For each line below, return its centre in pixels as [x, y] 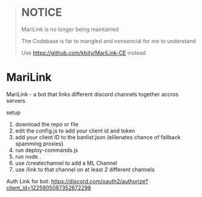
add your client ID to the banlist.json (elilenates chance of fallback [98, 137]
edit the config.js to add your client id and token [75, 131]
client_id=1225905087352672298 [49, 187]
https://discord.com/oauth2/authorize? [99, 181]
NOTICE [42, 12]
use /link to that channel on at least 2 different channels [85, 169]
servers [16, 100]
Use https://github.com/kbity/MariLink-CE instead [83, 53]
